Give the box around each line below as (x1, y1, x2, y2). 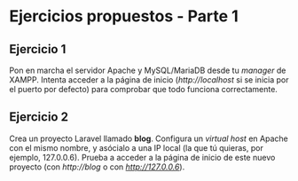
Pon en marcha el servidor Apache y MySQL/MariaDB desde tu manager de (9, 65, 286, 75)
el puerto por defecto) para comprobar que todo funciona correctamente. (9, 84, 278, 94)
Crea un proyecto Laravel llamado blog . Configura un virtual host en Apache (9, 133, 288, 144)
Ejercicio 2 (9, 109, 69, 125)
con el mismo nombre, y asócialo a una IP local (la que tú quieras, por (9, 142, 263, 153)
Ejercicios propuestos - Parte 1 (9, 6, 239, 27)
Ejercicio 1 (9, 42, 67, 57)
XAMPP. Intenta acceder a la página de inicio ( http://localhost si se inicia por (9, 75, 289, 85)
